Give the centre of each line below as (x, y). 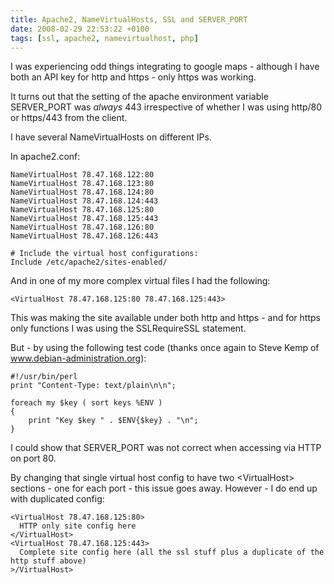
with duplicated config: (57, 499)
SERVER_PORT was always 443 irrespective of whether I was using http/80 (166, 107)
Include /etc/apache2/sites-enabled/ (89, 262)
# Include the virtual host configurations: (104, 254)
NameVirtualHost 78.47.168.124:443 (84, 201)
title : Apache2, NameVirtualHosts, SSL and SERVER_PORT (129, 19)
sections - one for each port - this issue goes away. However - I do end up (164, 488)
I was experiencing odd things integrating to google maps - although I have (165, 67)
